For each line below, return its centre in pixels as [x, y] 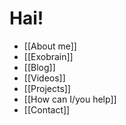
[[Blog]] [39, 67]
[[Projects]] [47, 88]
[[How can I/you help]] [70, 99]
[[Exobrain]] [48, 56]
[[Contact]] [47, 109]
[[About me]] [50, 46]
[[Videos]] [44, 78]
